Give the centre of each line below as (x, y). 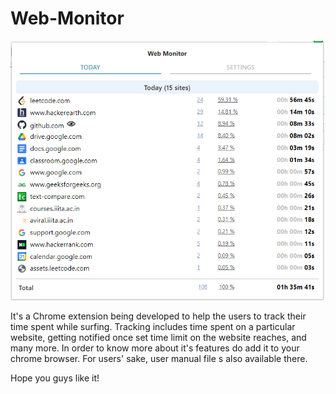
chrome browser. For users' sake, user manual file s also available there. (159, 359)
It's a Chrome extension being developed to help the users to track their (158, 316)
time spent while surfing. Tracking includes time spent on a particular (153, 327)
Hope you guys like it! (55, 378)
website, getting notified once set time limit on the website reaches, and (158, 338)
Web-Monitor (67, 18)
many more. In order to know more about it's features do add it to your (155, 348)
